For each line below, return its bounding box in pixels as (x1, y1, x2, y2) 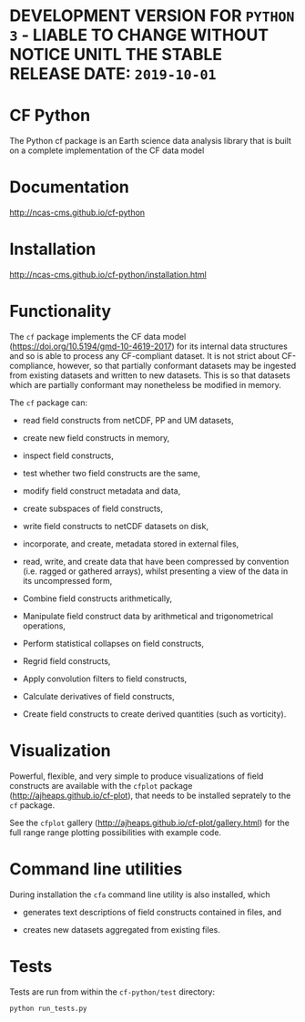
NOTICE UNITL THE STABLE (9, 45, 223, 65)
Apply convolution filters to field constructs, (22, 673, 188, 684)
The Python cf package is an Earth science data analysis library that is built (9, 136, 291, 147)
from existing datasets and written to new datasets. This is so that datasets (9, 370, 291, 381)
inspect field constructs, (22, 450, 114, 461)
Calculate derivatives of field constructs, (22, 690, 175, 701)
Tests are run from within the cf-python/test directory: (9, 986, 216, 997)
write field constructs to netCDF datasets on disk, (22, 520, 209, 531)
